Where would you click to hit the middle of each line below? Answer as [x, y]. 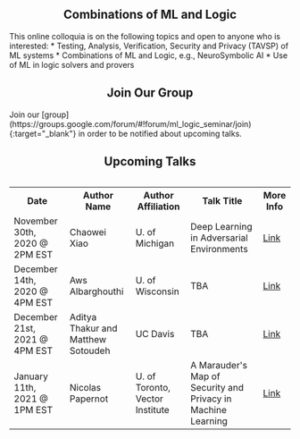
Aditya [83, 317]
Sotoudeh [90, 350]
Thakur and [94, 328]
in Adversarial [219, 238]
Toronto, [153, 388]
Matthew [88, 340]
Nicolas [85, 388]
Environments [219, 249]
